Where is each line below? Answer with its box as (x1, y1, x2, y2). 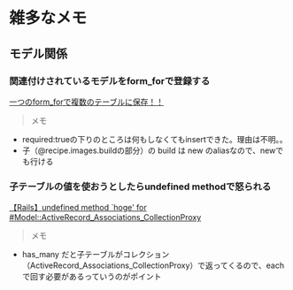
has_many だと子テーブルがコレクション (21, 249, 170, 260)
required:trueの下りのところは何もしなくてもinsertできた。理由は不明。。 (21, 134, 288, 144)
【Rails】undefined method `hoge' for (9, 202, 148, 213)
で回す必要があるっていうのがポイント (21, 271, 162, 282)
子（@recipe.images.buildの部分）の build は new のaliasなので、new (21, 145, 276, 156)
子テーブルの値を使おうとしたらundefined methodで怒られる (9, 180, 272, 193)
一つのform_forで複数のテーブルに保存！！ (9, 96, 164, 107)
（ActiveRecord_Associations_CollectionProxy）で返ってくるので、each (21, 260, 285, 271)
